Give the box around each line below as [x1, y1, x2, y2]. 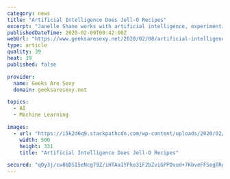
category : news [7, 10, 51, 17]
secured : [7, 162, 32, 169]
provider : [7, 73, 36, 80]
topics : [7, 99, 29, 106]
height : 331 [19, 143, 53, 150]
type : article [7, 42, 48, 49]
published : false [7, 61, 57, 68]
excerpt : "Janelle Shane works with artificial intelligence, [7, 23, 188, 29]
